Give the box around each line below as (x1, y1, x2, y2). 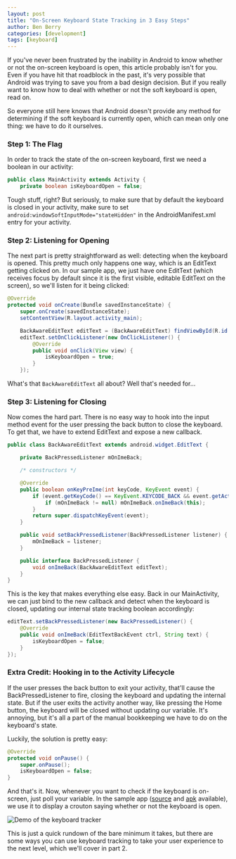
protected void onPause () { (7, 754, 90, 762)
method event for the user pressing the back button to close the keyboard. (7, 420, 223, 429)
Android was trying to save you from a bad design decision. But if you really (7, 78, 227, 87)
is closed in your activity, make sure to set (7, 203, 129, 212)
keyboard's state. (7, 720, 58, 729)
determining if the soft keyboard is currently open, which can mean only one (7, 114, 229, 123)
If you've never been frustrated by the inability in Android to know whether (7, 56, 223, 64)
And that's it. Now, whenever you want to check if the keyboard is (7, 787, 198, 796)
